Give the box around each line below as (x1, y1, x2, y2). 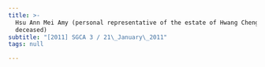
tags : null (8, 41, 44, 48)
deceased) (15, 26, 47, 33)
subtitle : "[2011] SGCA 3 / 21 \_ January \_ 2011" (8, 33, 168, 41)
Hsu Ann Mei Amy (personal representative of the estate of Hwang (15, 19, 238, 26)
